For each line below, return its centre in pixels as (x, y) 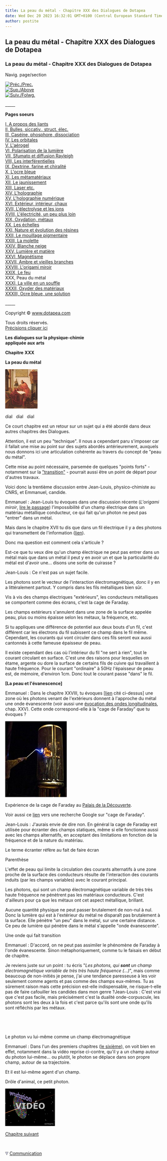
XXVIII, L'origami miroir (29, 267)
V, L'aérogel (17, 145)
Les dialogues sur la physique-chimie (45, 338)
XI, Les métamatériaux (28, 177)
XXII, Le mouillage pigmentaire (37, 235)
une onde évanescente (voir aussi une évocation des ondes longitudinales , (82, 704)
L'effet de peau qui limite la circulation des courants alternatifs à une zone (81, 869)
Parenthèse (17, 860)
